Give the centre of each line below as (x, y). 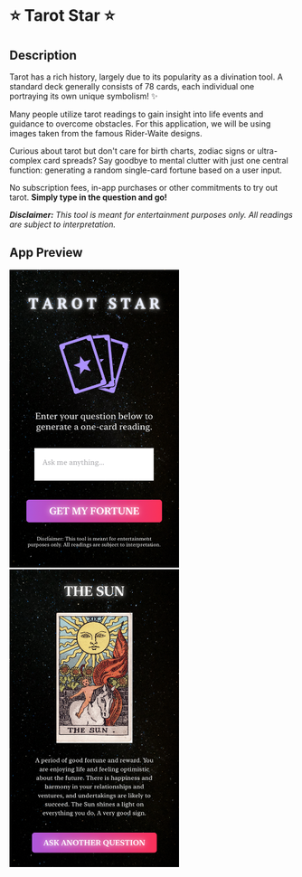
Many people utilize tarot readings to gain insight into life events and (137, 114)
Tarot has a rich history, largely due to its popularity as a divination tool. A (146, 77)
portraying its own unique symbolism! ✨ (84, 96)
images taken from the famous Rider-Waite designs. (106, 133)
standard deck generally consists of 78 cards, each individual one (132, 86)
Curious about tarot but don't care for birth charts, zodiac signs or (132, 151)
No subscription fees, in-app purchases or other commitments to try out (144, 188)
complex (26, 160)
